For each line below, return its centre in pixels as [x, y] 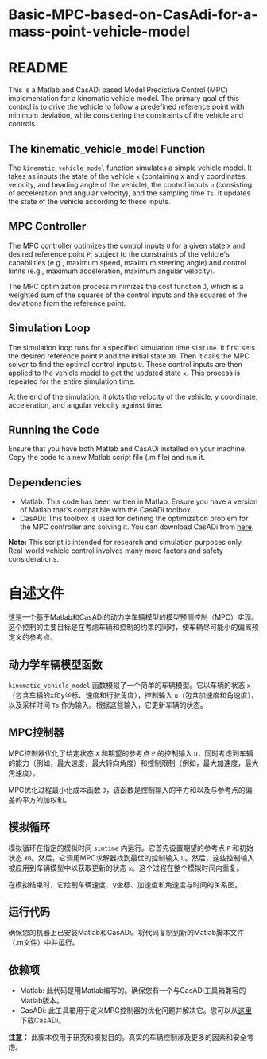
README [38, 68]
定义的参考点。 [33, 637]
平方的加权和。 [46, 799]
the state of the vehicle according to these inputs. [89, 201]
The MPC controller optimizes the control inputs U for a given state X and [127, 245]
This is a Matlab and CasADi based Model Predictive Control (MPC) [118, 90]
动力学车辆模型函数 [55, 665]
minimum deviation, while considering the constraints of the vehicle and [126, 115]
